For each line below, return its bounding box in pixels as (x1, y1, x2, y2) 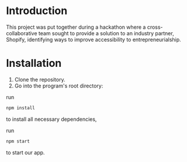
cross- (147, 23, 163, 31)
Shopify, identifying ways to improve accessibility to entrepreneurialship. (6, 36, 181, 43)
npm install (6, 104, 35, 111)
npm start (6, 138, 30, 144)
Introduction (6, 4, 68, 18)
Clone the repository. (14, 76, 65, 83)
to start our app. (6, 148, 45, 156)
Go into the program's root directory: (14, 82, 103, 89)
